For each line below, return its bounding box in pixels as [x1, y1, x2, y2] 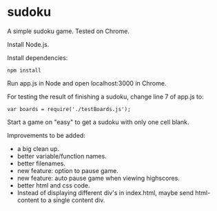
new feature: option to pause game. [17, 166, 118, 174]
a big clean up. [17, 144, 60, 152]
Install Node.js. [7, 40, 50, 48]
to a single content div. [40, 196, 105, 204]
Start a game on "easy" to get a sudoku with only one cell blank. [7, 118, 189, 126]
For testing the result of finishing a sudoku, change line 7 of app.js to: [7, 92, 205, 101]
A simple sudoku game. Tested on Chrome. [7, 27, 130, 35]
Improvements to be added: [7, 131, 86, 139]
